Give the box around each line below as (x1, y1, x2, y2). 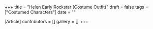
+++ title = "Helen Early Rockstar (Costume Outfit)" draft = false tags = (4, 4, 149, 10)
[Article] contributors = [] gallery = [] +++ (4, 19, 89, 24)
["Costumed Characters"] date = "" (4, 9, 76, 15)
